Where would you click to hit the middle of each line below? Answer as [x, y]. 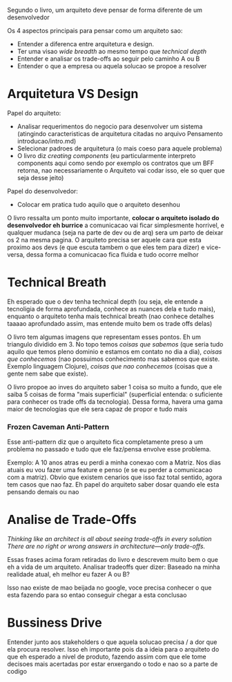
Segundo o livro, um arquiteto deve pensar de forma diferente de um [105, 10]
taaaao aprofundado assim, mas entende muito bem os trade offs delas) [110, 323]
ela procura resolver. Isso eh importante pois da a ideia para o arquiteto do [113, 650]
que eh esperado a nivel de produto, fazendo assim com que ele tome [107, 657]
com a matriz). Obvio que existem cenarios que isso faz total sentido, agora [115, 477]
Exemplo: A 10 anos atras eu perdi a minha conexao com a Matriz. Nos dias [114, 462]
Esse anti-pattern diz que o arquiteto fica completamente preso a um [105, 442]
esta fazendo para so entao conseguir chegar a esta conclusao [97, 595]
